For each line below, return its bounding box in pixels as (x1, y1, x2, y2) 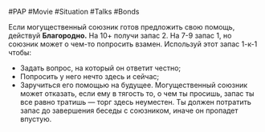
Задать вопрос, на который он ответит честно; (19, 63, 181, 73)
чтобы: (8, 48, 32, 57)
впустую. (19, 114, 52, 123)
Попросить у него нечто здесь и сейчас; (19, 72, 159, 81)
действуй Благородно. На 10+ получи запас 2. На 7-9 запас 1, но (8, 31, 232, 40)
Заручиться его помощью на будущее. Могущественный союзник (19, 80, 248, 90)
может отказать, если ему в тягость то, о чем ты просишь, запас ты (19, 89, 255, 98)
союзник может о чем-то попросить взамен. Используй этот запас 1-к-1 (8, 39, 258, 49)
